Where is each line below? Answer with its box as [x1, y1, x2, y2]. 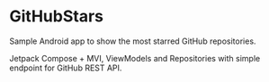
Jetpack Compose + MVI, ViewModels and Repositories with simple [9, 53, 261, 63]
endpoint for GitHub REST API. [9, 62, 122, 73]
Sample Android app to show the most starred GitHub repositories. [9, 36, 256, 46]
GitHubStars [9, 6, 103, 27]
